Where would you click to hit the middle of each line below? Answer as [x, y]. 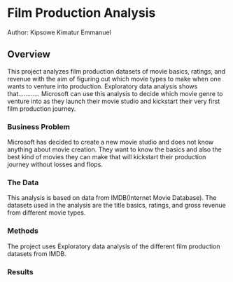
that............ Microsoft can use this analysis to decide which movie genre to [115, 93]
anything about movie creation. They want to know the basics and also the [114, 149]
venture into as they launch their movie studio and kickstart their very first [114, 101]
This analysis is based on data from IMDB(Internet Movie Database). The [112, 198]
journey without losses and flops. [55, 164]
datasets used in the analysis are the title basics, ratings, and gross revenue [116, 206]
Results [20, 271]
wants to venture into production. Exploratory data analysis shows [103, 86]
